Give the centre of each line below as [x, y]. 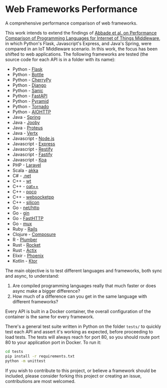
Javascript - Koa [29, 159]
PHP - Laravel [27, 165]
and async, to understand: [32, 276]
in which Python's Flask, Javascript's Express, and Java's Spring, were [78, 43]
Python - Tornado [30, 106]
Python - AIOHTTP [32, 112]
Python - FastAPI [30, 96]
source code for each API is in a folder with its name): [60, 59]
